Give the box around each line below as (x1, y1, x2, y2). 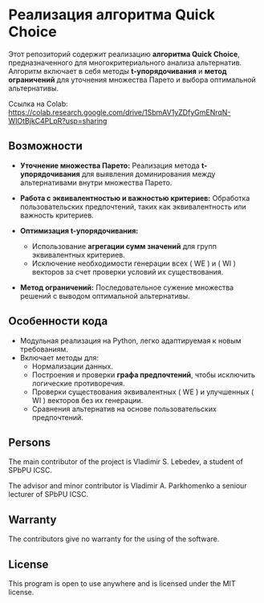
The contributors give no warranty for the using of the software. (8, 534, 220, 544)
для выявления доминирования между (81, 169, 216, 178)
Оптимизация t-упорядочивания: (19, 226, 139, 235)
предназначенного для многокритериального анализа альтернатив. (8, 58, 242, 67)
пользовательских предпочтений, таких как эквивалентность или (19, 202, 246, 211)
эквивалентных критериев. (31, 250, 126, 259)
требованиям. (19, 344, 68, 354)
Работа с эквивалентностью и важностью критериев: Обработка (19, 193, 250, 202)
